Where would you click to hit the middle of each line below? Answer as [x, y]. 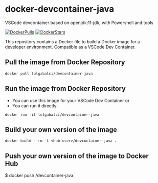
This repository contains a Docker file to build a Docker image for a [73, 41]
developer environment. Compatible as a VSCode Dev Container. [70, 47]
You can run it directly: [35, 105]
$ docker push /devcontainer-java [39, 176]
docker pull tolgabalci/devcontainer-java [49, 74]
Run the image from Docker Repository [66, 89]
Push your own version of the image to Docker [77, 156]
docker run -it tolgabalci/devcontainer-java [52, 115]
